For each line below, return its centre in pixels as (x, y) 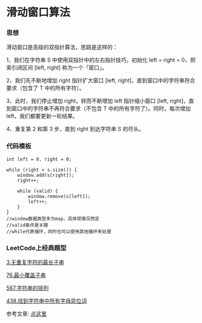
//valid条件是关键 (27, 225)
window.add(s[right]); (46, 175)
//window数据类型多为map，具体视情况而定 (53, 219)
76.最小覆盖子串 (26, 275)
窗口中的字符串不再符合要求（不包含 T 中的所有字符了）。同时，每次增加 (101, 108)
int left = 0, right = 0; (39, 159)
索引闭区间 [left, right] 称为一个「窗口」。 (57, 68)
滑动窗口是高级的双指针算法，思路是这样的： (62, 47)
